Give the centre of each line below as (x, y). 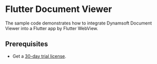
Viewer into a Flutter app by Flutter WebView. (52, 28)
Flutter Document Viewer (59, 9)
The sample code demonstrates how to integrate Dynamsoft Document (78, 23)
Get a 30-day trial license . (39, 56)
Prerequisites (27, 44)
